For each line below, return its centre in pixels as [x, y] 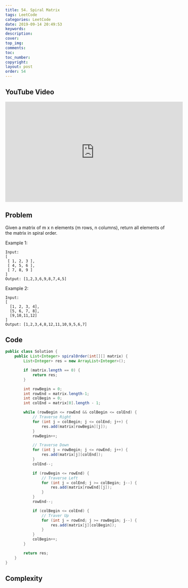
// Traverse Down [51, 445]
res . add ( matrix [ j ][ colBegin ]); [83, 525]
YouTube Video [30, 92]
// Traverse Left [60, 478]
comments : [16, 48]
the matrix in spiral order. [31, 233]
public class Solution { [31, 352]
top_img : [14, 43]
